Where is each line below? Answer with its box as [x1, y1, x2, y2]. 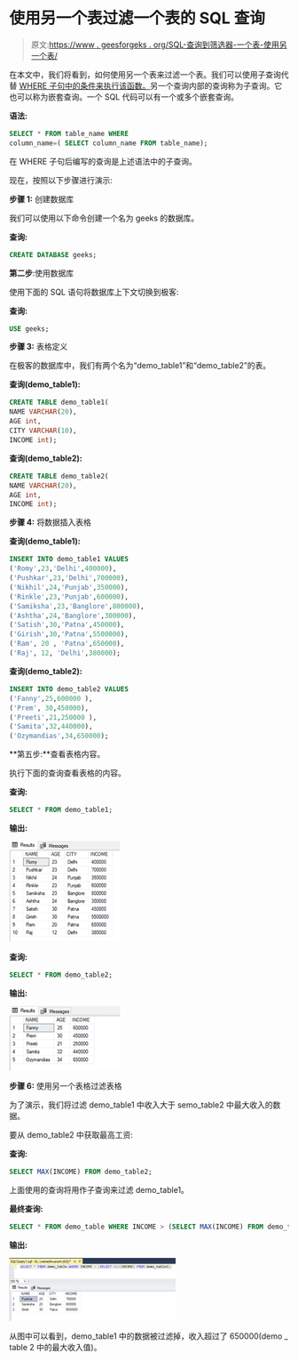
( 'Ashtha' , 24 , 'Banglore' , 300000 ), [9, 611, 137, 620]
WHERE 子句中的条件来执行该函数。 [19, 80, 151, 91]
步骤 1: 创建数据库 [9, 193, 74, 205]
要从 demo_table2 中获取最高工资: [9, 1129, 133, 1140]
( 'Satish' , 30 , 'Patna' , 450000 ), [9, 620, 125, 630]
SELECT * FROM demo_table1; [9, 806, 114, 815]
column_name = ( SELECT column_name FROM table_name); [9, 139, 208, 148]
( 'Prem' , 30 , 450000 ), [9, 704, 90, 713]
